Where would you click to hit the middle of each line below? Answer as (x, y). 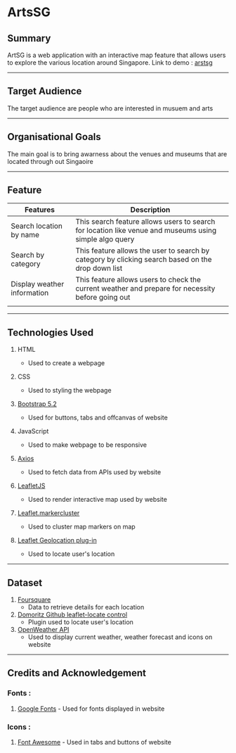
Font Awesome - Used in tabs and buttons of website (94, 742)
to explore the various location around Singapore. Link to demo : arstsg (110, 63)
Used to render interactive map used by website (97, 500)
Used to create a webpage (66, 363)
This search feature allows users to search (145, 222)
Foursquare (34, 600)
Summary (29, 38)
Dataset (25, 582)
